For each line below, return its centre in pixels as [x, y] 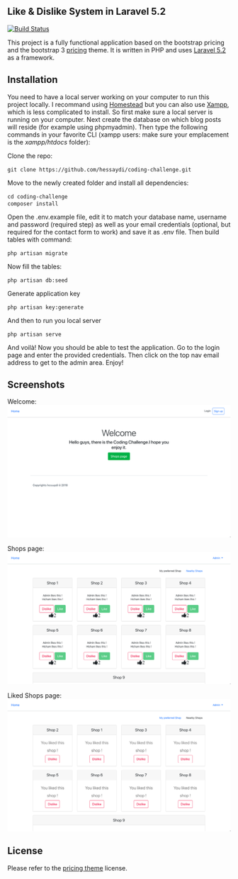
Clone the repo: [30, 156]
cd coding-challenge [38, 197]
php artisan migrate [38, 253]
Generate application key [44, 293]
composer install [33, 204]
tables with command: [40, 239]
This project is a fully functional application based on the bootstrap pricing [116, 42]
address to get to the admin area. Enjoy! [66, 362]
